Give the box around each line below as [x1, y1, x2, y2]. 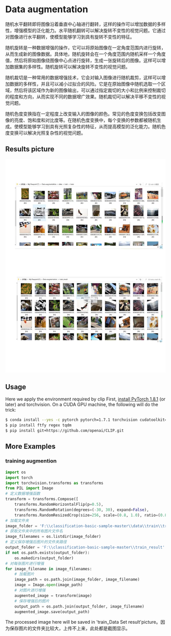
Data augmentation [5, 4, 88, 15]
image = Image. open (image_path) [14, 583, 83, 588]
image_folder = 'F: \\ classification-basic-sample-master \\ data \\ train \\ [5, 523, 163, 529]
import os [5, 470, 26, 475]
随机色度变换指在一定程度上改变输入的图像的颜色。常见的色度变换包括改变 [5, 110, 161, 117]
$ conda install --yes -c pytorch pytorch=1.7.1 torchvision [5, 417, 138, 423]
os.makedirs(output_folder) [14, 556, 74, 561]
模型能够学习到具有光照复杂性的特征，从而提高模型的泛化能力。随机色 [18, 123, 166, 129]
